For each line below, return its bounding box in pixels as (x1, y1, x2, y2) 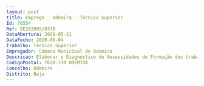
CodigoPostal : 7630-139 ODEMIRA (6, 59, 88, 65)
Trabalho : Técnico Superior (6, 43, 78, 49)
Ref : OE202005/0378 (6, 25, 56, 32)
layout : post (6, 8, 39, 15)
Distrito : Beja (6, 71, 45, 77)
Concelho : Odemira (6, 65, 53, 71)
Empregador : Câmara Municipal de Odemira (6, 48, 113, 55)
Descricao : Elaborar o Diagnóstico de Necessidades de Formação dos (6, 54, 183, 60)
